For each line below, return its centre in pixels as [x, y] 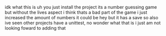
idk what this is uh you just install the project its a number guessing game [81, 7]
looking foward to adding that [35, 28]
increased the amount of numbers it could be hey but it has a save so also [81, 18]
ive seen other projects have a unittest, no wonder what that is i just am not [83, 23]
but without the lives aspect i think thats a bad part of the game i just [76, 12]
